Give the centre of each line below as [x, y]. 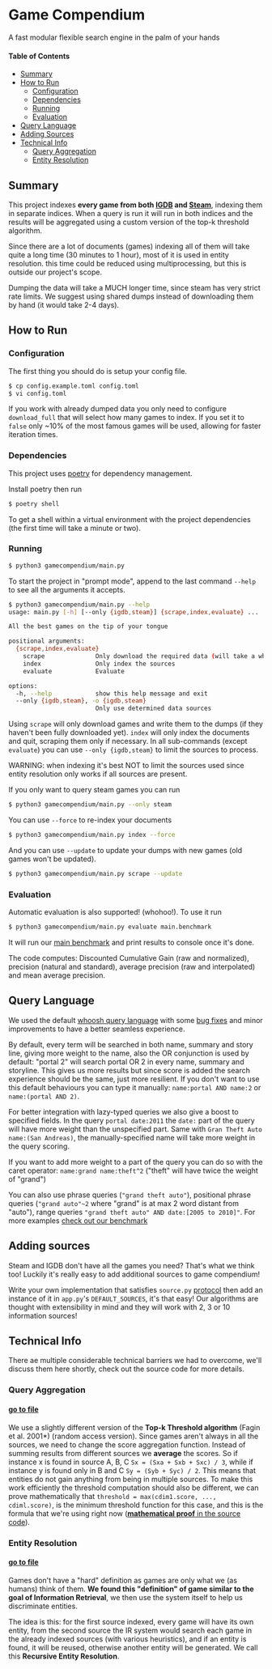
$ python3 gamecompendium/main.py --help [79, 605]
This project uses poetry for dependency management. [100, 473]
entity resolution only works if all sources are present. [98, 774]
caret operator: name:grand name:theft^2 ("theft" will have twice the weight [134, 1170]
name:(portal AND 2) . [44, 1096]
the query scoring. [39, 1146]
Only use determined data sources [153, 709]
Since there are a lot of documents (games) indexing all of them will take [129, 246]
